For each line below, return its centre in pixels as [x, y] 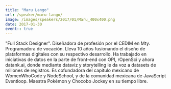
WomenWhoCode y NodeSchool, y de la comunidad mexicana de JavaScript [86, 76]
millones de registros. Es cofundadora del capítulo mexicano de [72, 70]
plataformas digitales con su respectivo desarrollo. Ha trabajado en [76, 54]
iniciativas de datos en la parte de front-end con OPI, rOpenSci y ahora [80, 60]
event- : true [19, 29]
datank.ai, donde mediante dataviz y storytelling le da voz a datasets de [81, 65]
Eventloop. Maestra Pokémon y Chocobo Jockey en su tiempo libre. [77, 81]
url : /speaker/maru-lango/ [34, 15]
